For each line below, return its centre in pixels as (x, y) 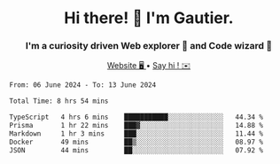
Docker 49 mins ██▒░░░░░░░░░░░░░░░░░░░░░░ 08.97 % (136, 142)
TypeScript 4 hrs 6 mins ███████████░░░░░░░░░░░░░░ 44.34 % (136, 117)
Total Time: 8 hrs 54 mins (59, 101)
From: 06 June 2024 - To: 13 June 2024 (83, 85)
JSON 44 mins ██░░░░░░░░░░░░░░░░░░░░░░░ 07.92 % (136, 150)
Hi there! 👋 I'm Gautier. (149, 18)
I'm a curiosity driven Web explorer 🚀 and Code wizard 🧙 (149, 46)
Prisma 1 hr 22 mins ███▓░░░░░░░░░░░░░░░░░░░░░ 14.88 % (136, 126)
